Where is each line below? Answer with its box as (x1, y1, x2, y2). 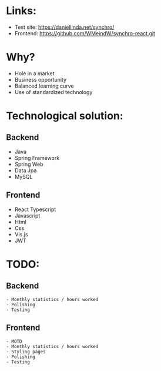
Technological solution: (6, 109, 123, 123)
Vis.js (14, 230, 28, 238)
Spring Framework (14, 154, 60, 161)
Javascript (14, 212, 41, 219)
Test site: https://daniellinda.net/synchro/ (14, 24, 115, 31)
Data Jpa (14, 166, 37, 174)
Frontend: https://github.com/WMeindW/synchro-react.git (14, 29, 156, 36)
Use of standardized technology (14, 88, 93, 95)
